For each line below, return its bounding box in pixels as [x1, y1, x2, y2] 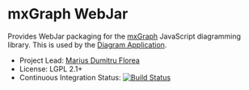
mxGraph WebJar [7, 5, 129, 23]
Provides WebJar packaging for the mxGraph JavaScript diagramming [7, 31, 242, 41]
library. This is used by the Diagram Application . [7, 39, 167, 49]
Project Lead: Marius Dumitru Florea [19, 55, 141, 65]
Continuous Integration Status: [19, 72, 121, 82]
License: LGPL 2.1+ [19, 63, 83, 73]
